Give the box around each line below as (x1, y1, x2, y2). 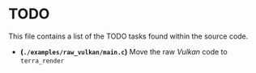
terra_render (19, 57, 65, 65)
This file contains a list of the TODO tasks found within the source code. (8, 31, 249, 41)
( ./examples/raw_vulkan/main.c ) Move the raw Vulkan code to (19, 47, 228, 56)
